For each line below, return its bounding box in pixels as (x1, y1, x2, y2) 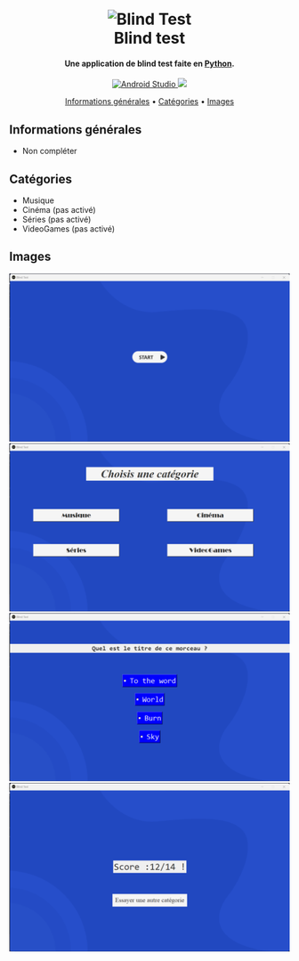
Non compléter (21, 146, 77, 157)
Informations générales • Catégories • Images (65, 96, 234, 107)
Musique (21, 195, 55, 206)
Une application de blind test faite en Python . (64, 58, 235, 69)
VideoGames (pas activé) (21, 224, 116, 234)
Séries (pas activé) (21, 214, 92, 225)
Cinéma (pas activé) (21, 205, 96, 216)
